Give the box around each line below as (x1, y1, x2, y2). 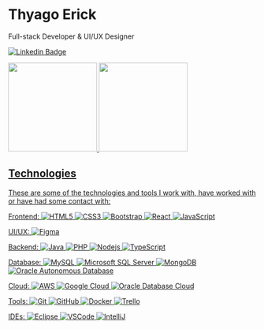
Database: (8, 257, 42, 267)
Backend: (8, 242, 39, 252)
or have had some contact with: (8, 196, 111, 206)
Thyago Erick (8, 6, 97, 24)
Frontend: (8, 211, 40, 221)
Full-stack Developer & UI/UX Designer (8, 32, 135, 41)
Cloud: (8, 281, 30, 290)
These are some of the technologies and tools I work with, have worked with (8, 188, 256, 197)
